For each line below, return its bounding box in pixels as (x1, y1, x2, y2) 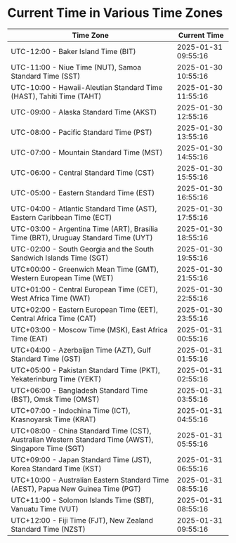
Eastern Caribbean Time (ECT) (11, 212, 112, 222)
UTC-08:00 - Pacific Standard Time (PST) (11, 127, 152, 137)
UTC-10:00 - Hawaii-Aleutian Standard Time (11, 82, 163, 92)
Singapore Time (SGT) (11, 443, 85, 453)
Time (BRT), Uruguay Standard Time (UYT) (11, 233, 153, 242)
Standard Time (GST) (11, 353, 81, 363)
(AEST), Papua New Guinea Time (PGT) (11, 483, 142, 493)
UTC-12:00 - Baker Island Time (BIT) (11, 46, 136, 56)
